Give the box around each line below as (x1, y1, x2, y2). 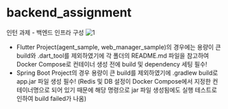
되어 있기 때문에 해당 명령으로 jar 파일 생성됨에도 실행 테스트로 (51, 86, 217, 94)
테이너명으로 (16, 86, 51, 94)
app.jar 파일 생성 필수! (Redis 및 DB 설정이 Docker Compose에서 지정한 (16, 77, 212, 85)
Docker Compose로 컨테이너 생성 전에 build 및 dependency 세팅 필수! (16, 60, 207, 68)
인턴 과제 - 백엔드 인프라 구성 (6, 28, 84, 36)
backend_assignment (6, 5, 132, 21)
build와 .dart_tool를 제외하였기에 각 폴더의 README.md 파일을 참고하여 (16, 51, 210, 60)
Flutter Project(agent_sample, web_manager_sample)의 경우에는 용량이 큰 (16, 43, 221, 51)
